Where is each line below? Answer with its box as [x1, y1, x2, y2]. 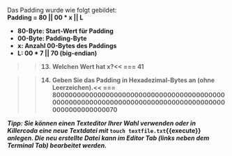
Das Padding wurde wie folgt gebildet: [7, 6, 117, 14]
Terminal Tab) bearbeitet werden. [7, 141, 107, 149]
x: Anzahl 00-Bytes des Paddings [17, 42, 117, 49]
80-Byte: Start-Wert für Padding [17, 27, 114, 35]
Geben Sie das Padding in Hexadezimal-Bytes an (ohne [52, 76, 215, 84]
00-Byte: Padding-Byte [17, 34, 87, 42]
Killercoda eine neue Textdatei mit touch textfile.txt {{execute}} [7, 127, 201, 134]
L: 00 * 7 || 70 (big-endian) [17, 49, 98, 57]
